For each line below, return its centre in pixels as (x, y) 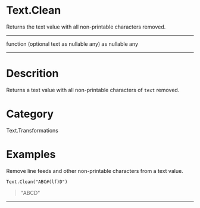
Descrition (32, 73)
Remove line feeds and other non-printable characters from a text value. (95, 171)
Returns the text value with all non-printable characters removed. (86, 27)
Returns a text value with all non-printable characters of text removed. (93, 90)
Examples (31, 155)
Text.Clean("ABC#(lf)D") (37, 182)
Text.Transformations (32, 130)
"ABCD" (30, 193)
